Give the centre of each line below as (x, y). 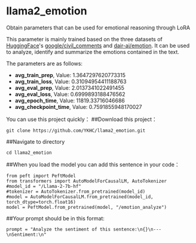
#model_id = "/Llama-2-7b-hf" (44, 186)
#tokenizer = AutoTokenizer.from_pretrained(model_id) (76, 192)
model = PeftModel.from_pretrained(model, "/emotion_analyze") (87, 207)
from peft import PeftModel (41, 176)
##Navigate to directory (36, 141)
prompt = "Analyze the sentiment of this (59, 229)
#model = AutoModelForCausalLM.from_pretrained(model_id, (80, 197)
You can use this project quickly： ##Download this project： (82, 119)
